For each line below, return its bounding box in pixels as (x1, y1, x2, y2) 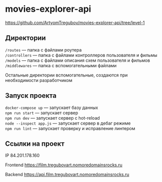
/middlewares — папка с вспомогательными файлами (5, 62, 117, 68)
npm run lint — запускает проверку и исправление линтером (5, 125, 135, 131)
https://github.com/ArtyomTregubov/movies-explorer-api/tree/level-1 (5, 20, 145, 26)
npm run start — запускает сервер (5, 109, 78, 116)
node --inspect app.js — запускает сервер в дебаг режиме (5, 120, 131, 126)
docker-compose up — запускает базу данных (5, 104, 98, 110)
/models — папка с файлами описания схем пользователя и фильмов (5, 57, 150, 63)
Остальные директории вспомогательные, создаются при (5, 72, 128, 78)
